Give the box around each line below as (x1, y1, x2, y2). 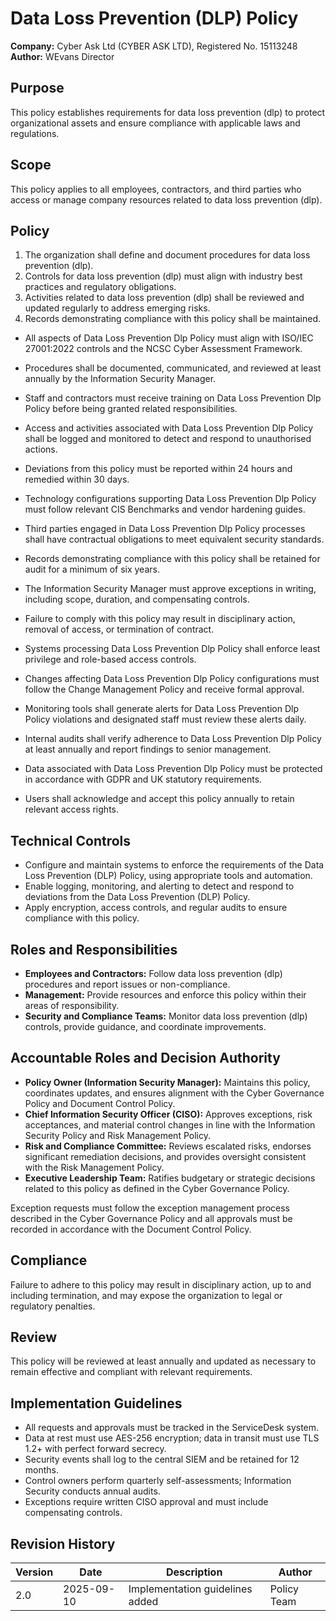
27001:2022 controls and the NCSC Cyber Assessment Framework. (24, 343, 303, 355)
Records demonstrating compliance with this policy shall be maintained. (24, 313, 322, 325)
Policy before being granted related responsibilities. (24, 403, 238, 415)
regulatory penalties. (10, 1300, 96, 1312)
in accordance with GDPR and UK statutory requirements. (24, 773, 263, 786)
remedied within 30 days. (24, 473, 130, 486)
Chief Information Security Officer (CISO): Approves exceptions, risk (24, 1108, 313, 1120)
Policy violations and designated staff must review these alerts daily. (24, 713, 307, 726)
